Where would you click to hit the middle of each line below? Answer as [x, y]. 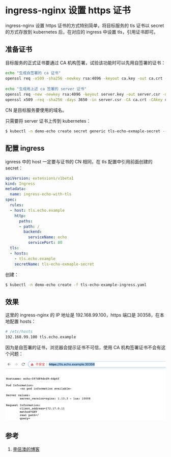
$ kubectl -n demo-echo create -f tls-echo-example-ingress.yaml [76, 285]
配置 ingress [25, 148]
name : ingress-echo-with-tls [41, 194]
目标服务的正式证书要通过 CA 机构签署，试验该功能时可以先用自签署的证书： [85, 63]
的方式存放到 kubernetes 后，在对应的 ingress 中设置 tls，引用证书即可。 [82, 32]
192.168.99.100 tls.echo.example [41, 337]
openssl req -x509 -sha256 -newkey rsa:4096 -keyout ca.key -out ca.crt [84, 78]
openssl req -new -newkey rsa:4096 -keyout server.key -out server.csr [83, 95]
